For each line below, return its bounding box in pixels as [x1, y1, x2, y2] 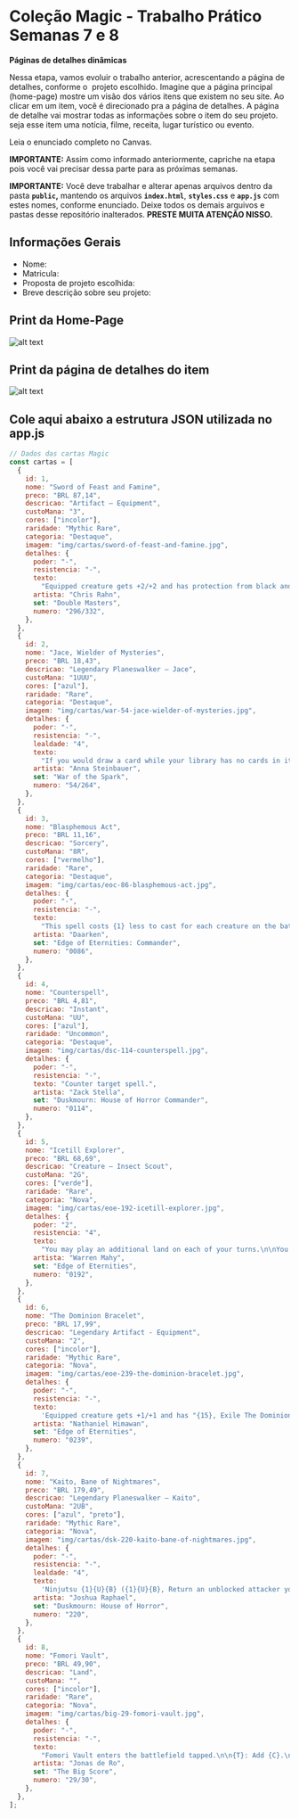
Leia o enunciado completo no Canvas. [9, 136, 153, 147]
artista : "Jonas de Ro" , [32, 1759, 125, 1768]
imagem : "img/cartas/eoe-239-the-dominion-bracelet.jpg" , [25, 1370, 245, 1378]
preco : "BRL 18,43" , [25, 657, 101, 666]
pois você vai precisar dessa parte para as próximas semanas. [9, 163, 238, 174]
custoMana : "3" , [25, 507, 86, 516]
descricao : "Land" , [25, 1667, 98, 1677]
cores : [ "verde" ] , [25, 1179, 93, 1188]
